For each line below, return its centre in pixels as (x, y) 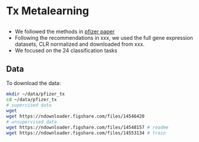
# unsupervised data (32, 122)
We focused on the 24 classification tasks (66, 50)
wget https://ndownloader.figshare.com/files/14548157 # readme (87, 127)
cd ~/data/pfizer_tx (32, 100)
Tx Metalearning (48, 11)
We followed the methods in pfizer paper (64, 31)
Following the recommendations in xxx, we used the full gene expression (104, 37)
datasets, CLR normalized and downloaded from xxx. (80, 44)
